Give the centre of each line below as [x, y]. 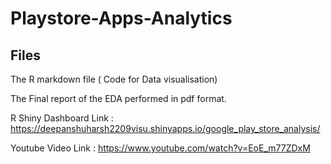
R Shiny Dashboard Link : [62, 118]
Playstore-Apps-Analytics [121, 18]
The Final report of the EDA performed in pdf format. [118, 98]
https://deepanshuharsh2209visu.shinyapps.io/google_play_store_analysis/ [165, 128]
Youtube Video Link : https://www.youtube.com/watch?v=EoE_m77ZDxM [160, 148]
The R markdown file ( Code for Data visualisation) [114, 79]
